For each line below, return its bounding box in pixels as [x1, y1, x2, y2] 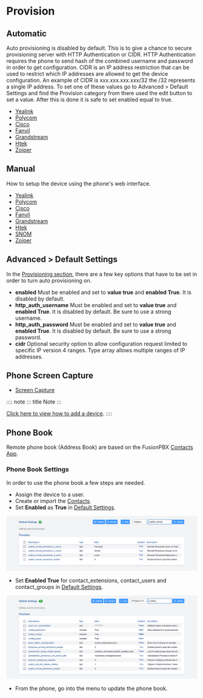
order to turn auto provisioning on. [6, 277, 92, 284]
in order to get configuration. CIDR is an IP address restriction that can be [6, 64, 190, 71]
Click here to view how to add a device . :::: [6, 410, 112, 417]
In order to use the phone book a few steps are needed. [6, 479, 145, 486]
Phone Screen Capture [6, 371, 94, 381]
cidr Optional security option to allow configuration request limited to [15, 340, 188, 347]
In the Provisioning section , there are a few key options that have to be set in [6, 270, 198, 278]
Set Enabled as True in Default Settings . [15, 504, 116, 511]
